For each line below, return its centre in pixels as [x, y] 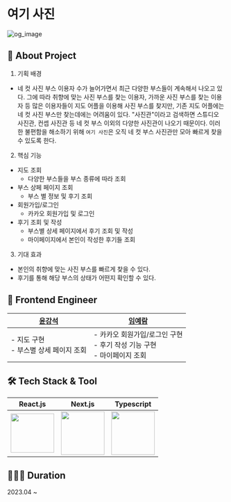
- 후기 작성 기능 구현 [125, 345]
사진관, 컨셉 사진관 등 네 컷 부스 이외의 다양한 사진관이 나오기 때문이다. [112, 123]
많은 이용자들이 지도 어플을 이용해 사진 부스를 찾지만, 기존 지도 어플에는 [128, 106]
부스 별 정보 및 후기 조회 [60, 196]
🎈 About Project [42, 56]
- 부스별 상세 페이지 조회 [49, 350]
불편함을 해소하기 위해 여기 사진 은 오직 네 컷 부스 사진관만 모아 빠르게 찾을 [123, 131]
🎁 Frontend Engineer [52, 300]
